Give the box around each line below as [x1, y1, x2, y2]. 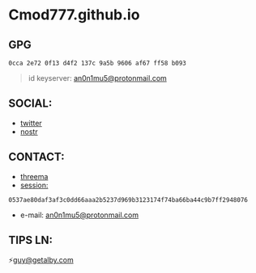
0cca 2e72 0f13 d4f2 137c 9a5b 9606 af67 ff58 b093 [8, 59, 186, 67]
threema [19, 171, 49, 181]
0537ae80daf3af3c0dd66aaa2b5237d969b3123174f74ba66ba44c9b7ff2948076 [8, 195, 249, 204]
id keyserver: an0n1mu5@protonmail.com [28, 73, 168, 82]
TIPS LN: [8, 233, 53, 247]
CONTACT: [8, 150, 65, 164]
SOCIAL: [8, 97, 53, 111]
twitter [19, 118, 42, 128]
